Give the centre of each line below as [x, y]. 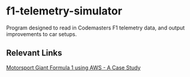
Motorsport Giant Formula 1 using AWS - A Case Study [73, 67]
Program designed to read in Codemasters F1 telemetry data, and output [96, 28]
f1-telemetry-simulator [64, 11]
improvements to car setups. [41, 34]
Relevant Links [34, 53]
